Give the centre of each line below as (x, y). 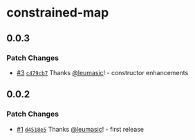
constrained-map (58, 13)
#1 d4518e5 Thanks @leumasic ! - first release (80, 129)
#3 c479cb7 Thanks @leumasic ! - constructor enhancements (102, 72)
